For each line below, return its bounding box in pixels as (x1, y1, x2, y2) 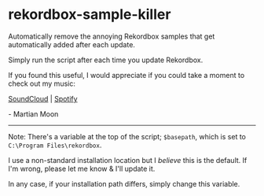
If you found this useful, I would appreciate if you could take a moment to (8, 70, 245, 80)
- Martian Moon (8, 109, 59, 119)
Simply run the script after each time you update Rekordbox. (8, 55, 203, 65)
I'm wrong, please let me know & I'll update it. (8, 164, 156, 173)
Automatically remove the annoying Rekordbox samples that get (8, 31, 215, 41)
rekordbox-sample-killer (8, 6, 171, 24)
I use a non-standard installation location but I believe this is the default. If (8, 155, 247, 165)
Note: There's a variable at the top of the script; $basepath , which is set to (8, 131, 246, 141)
